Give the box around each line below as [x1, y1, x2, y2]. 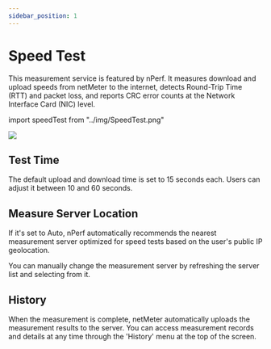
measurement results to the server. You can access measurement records [8, 323, 254, 332]
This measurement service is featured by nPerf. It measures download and [8, 74, 256, 83]
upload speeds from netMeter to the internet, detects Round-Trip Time [8, 82, 243, 91]
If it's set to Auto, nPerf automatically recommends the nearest [8, 228, 217, 238]
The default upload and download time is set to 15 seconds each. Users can [8, 174, 261, 184]
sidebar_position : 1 [8, 11, 78, 20]
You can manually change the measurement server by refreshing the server [8, 261, 260, 271]
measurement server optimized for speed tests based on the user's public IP [8, 237, 263, 246]
